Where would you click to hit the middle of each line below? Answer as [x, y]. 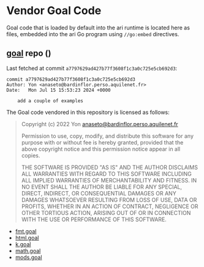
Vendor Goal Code [54, 11]
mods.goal [28, 257]
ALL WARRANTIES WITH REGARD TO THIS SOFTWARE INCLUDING [106, 174]
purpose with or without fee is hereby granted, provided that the [102, 142]
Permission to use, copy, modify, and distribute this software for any [108, 136]
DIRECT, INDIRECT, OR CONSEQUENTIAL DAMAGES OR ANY [99, 193]
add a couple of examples [51, 101]
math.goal [28, 250]
